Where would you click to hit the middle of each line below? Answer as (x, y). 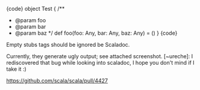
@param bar (30, 27)
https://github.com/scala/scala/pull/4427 (57, 81)
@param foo (30, 20)
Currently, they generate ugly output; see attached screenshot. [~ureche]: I (100, 56)
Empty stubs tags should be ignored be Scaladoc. (68, 45)
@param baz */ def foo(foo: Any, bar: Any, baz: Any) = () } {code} (96, 33)
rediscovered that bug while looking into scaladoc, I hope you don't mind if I (100, 63)
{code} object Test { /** (36, 9)
